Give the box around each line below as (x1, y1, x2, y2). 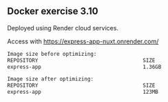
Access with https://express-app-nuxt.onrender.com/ (7, 37, 159, 45)
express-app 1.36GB (7, 63, 162, 70)
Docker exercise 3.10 (7, 6, 98, 17)
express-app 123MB (7, 89, 158, 96)
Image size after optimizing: (7, 76, 94, 83)
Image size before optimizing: (7, 50, 97, 57)
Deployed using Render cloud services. (7, 23, 119, 32)
